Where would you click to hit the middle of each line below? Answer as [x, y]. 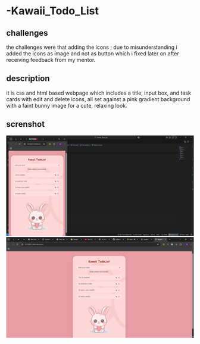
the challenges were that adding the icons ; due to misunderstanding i [92, 47]
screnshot [26, 124]
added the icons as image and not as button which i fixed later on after [93, 54]
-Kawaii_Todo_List [53, 11]
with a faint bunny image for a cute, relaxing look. [67, 105]
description [28, 79]
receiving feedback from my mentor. [51, 60]
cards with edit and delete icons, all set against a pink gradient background [98, 99]
